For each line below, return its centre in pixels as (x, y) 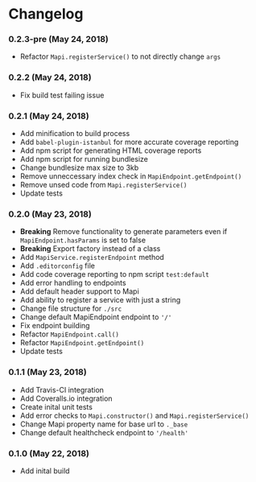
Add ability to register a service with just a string (100, 300)
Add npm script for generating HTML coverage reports (111, 150)
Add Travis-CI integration (62, 389)
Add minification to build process (75, 134)
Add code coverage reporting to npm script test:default (114, 274)
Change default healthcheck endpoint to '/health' (104, 432)
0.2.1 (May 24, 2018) (49, 116)
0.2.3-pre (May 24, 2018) (58, 39)
